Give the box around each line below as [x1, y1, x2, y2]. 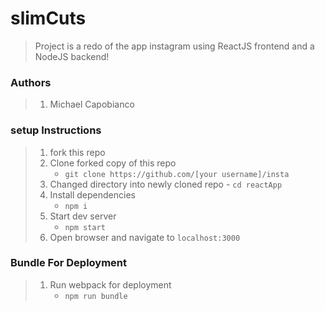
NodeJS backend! [34, 50, 110, 62]
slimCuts [10, 7, 87, 30]
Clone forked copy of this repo [49, 157, 177, 169]
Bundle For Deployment [10, 256, 127, 270]
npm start [64, 222, 106, 232]
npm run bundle [64, 291, 128, 301]
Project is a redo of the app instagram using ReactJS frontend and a [34, 40, 315, 52]
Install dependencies [49, 188, 136, 201]
